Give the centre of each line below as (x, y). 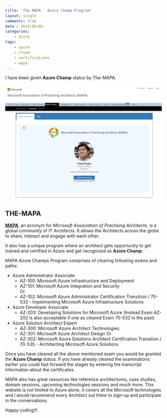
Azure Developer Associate (40, 307)
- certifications (32, 58)
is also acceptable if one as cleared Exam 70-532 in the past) (92, 318)
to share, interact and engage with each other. (52, 236)
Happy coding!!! (22, 410)
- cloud (22, 52)
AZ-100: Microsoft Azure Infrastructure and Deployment (77, 281)
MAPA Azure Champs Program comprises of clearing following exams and (81, 261)
